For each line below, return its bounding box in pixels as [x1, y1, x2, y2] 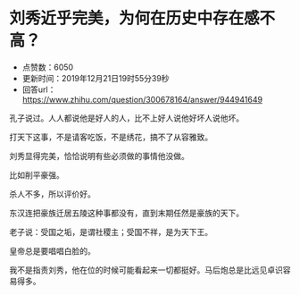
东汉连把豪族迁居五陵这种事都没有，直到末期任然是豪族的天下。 [9, 207, 244, 218]
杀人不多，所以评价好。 [9, 189, 96, 199]
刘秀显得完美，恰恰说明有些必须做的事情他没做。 [9, 150, 189, 161]
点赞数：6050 [21, 62, 74, 72]
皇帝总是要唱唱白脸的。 [9, 245, 96, 256]
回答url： [21, 84, 56, 95]
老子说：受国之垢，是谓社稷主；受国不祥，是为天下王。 [9, 226, 212, 237]
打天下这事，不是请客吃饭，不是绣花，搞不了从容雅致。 [9, 131, 212, 142]
